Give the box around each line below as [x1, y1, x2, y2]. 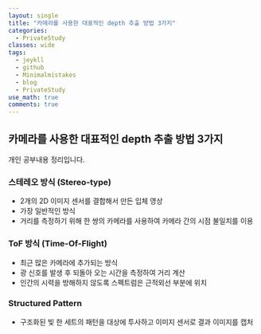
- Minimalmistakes [15, 71, 77, 79]
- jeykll [15, 57, 45, 65]
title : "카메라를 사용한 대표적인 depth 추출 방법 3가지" [8, 19, 177, 27]
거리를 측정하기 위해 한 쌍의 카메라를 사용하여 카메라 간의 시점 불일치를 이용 [19, 216, 254, 226]
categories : [8, 26, 48, 34]
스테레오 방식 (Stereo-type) [8, 176, 111, 187]
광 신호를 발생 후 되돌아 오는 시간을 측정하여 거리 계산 [19, 268, 185, 277]
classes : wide [8, 41, 56, 49]
